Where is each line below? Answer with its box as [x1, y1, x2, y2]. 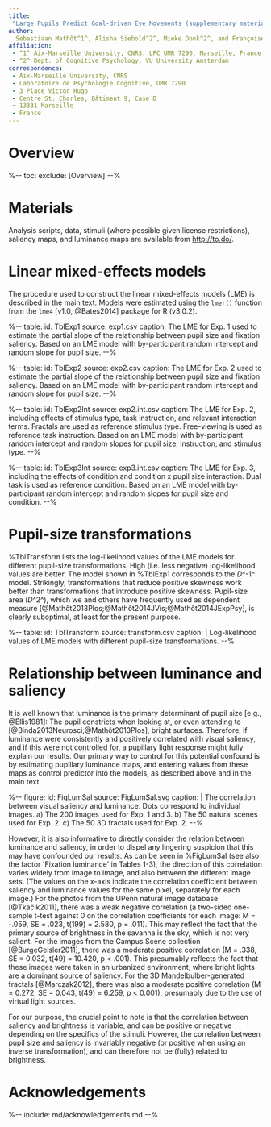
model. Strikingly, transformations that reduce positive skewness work [8, 577, 242, 587]
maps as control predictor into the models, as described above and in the [8, 767, 252, 778]
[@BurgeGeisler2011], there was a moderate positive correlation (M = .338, [8, 945, 257, 954]
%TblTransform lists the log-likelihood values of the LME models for [8, 551, 235, 561]
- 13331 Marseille [11, 102, 74, 110]
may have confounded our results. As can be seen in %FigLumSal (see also [8, 850, 260, 860]
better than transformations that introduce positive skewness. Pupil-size [8, 586, 248, 596]
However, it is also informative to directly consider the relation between [8, 834, 244, 843]
